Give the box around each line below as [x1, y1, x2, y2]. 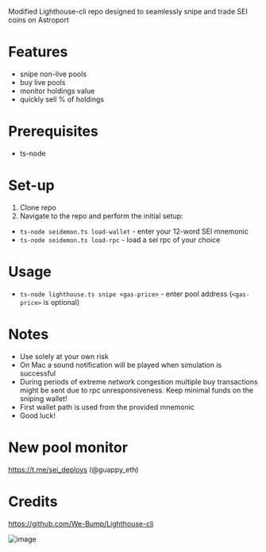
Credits [8, 492, 58, 511]
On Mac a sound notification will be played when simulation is [19, 360, 222, 369]
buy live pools [19, 77, 66, 87]
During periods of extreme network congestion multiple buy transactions [19, 376, 258, 386]
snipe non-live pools [19, 69, 87, 79]
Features [8, 43, 68, 61]
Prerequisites [8, 122, 99, 141]
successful [19, 369, 56, 378]
